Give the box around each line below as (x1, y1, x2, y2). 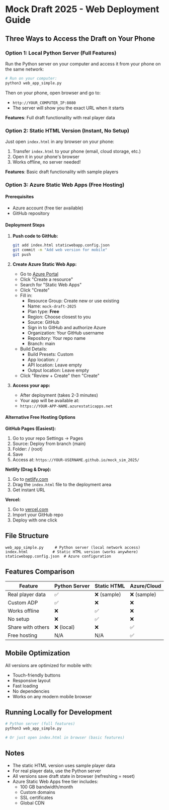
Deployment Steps (5, 222, 45, 228)
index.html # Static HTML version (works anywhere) (5, 549, 138, 554)
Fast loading (12, 683, 39, 689)
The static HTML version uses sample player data (12, 762, 116, 768)
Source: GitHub (27, 319, 59, 325)
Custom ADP (8, 599, 38, 606)
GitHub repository (12, 210, 50, 216)
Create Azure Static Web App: (12, 261, 77, 267)
